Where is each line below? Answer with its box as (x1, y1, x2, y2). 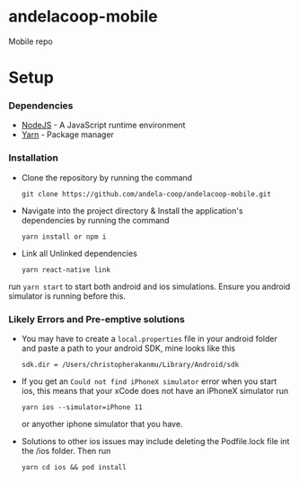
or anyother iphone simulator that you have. (21, 419, 183, 430)
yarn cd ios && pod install (21, 463, 127, 472)
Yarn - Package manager (21, 129, 114, 140)
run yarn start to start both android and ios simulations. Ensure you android (8, 281, 291, 292)
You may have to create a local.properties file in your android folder (21, 334, 277, 345)
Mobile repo (8, 36, 53, 47)
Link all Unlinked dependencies (21, 248, 138, 258)
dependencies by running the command (21, 214, 170, 225)
